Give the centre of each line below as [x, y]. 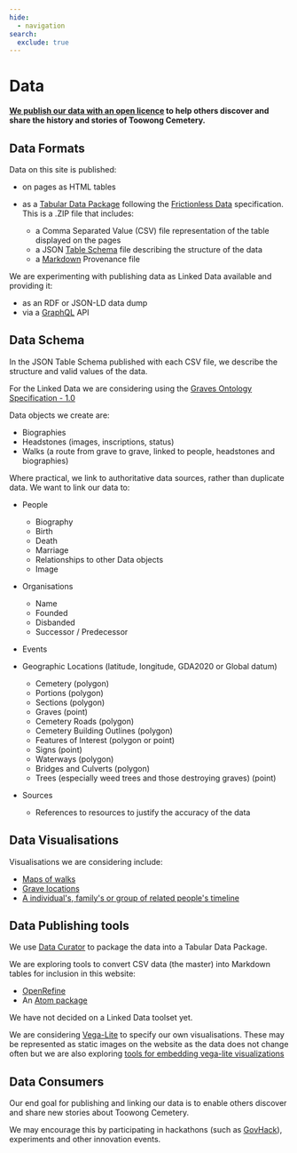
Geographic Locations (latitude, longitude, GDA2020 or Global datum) [149, 666]
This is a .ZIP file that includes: [78, 213]
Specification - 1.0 [42, 397]
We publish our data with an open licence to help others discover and [139, 111]
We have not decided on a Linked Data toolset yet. [101, 1018]
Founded [51, 613]
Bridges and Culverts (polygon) [93, 768]
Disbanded [55, 622]
